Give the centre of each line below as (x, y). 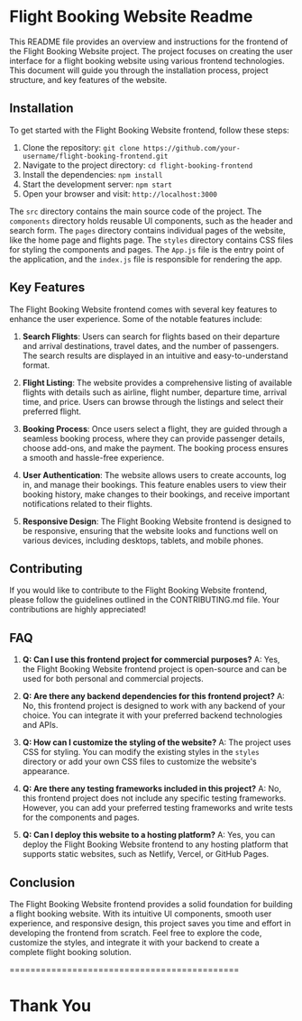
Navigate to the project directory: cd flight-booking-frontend (137, 165)
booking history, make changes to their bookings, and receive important (156, 494)
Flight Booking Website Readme (131, 17)
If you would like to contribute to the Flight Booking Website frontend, (138, 590)
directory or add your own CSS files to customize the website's (139, 762)
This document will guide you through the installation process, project (139, 70)
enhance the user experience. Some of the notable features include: (136, 318)
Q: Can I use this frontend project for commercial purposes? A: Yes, (151, 659)
